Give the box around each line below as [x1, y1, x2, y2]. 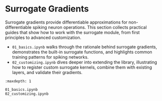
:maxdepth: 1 [5, 78, 32, 84]
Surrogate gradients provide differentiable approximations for [5, 19, 128, 25]
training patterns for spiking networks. [12, 54, 89, 60]
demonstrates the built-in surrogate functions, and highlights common [12, 49, 153, 55]
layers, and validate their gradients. [12, 69, 82, 75]
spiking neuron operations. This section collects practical [32, 24, 147, 30]
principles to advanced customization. [5, 35, 81, 40]
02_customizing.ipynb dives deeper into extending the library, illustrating [12, 59, 158, 65]
